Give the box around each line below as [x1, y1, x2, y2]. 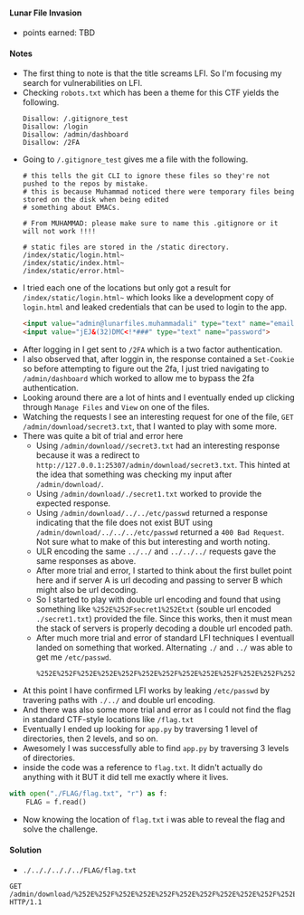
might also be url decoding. [35, 585, 138, 596]
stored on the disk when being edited [22, 195, 169, 205]
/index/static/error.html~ [22, 267, 125, 276]
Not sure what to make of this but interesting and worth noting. [35, 537, 271, 548]
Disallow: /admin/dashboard [22, 130, 128, 139]
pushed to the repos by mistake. [22, 179, 149, 189]
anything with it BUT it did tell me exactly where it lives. [22, 772, 229, 783]
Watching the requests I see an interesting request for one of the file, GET [22, 412, 294, 423]
